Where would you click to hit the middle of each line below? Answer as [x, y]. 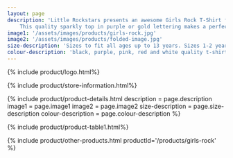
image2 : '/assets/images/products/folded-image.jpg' [85, 39]
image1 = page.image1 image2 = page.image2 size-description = [100, 106]
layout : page [26, 14]
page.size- [208, 106]
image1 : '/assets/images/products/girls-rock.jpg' [82, 33]
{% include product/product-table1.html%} [68, 127]
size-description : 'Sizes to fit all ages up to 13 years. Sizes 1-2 [110, 46]
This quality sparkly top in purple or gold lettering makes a [113, 26]
